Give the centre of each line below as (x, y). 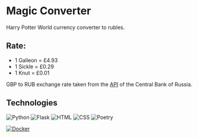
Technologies (32, 103)
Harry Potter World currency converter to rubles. (66, 27)
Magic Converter (49, 11)
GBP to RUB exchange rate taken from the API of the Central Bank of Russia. (99, 84)
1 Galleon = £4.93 (36, 60)
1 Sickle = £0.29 (34, 66)
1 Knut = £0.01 (32, 73)
